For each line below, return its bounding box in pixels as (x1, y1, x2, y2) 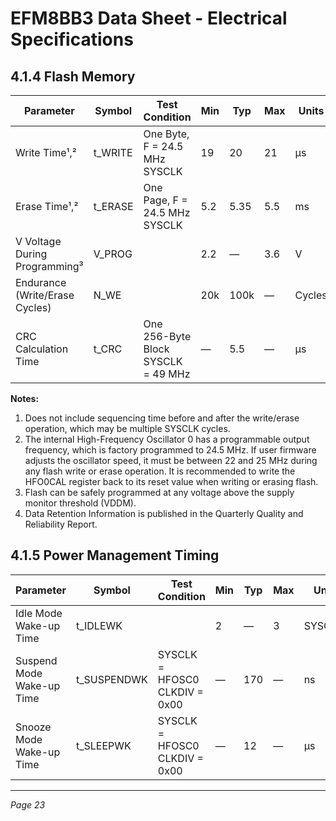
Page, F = (143, 193, 188, 207)
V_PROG (93, 247, 133, 261)
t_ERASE (93, 200, 134, 213)
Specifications (10, 28, 134, 51)
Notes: (10, 393, 40, 404)
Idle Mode (15, 606, 63, 620)
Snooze (15, 720, 52, 734)
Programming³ (15, 260, 84, 273)
